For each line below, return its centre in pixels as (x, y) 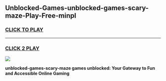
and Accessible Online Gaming (37, 73)
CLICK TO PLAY (24, 30)
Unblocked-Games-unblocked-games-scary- (77, 8)
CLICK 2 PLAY (22, 48)
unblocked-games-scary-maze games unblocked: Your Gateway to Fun (80, 68)
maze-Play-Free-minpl (41, 16)
